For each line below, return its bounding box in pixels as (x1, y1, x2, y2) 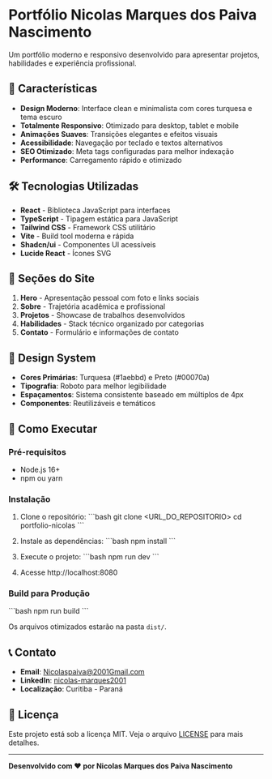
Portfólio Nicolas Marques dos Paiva (8, 6, 257, 24)
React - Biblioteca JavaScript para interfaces (19, 205, 171, 215)
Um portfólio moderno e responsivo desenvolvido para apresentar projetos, (8, 49, 261, 59)
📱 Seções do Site (8, 272, 96, 285)
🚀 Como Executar (8, 422, 98, 435)
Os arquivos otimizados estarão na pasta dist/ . (8, 622, 168, 631)
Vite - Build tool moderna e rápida (19, 231, 134, 241)
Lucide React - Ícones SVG (19, 248, 112, 258)
